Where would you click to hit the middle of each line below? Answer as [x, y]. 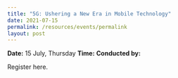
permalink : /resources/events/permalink [68, 27]
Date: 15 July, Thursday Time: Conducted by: [74, 53]
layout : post [26, 33]
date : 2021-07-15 [33, 20]
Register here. [27, 67]
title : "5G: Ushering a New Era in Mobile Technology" [89, 14]
